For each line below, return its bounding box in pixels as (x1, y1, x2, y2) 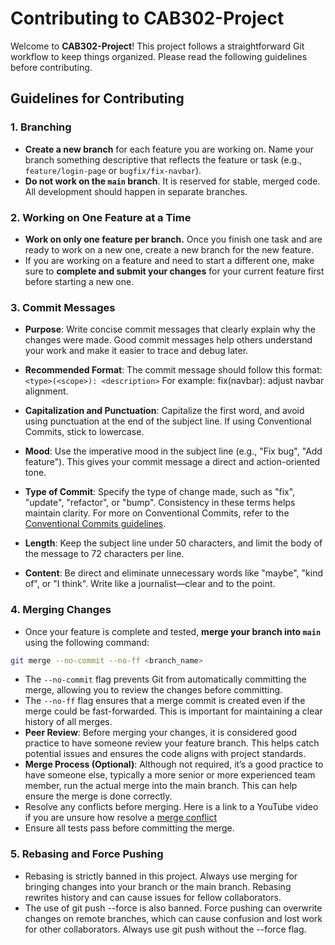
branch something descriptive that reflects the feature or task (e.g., (24, 153, 303, 166)
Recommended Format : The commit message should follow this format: (24, 364, 323, 376)
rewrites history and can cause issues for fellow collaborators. (24, 891, 282, 903)
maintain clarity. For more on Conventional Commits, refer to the (24, 507, 290, 519)
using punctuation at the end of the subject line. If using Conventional (24, 415, 312, 427)
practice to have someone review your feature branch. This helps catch (24, 737, 320, 749)
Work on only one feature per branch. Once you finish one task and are (24, 233, 323, 245)
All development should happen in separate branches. (24, 185, 248, 197)
